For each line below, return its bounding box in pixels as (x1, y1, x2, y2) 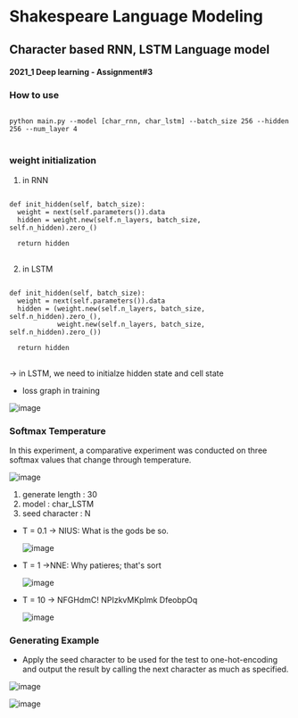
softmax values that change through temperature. (9, 455, 192, 465)
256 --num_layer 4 (9, 125, 78, 134)
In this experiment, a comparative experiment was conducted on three (9, 445, 268, 456)
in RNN (21, 174, 49, 185)
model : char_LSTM (21, 498, 95, 510)
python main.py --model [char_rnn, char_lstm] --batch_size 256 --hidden (9, 117, 290, 126)
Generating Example (9, 634, 100, 647)
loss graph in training (21, 385, 101, 396)
